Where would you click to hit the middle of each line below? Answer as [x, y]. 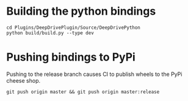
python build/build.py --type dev [50, 33]
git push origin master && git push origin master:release [83, 92]
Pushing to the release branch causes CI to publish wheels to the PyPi [94, 74]
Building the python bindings [81, 11]
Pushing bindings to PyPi [71, 57]
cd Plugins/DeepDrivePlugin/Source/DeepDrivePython [73, 28]
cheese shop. [23, 80]
